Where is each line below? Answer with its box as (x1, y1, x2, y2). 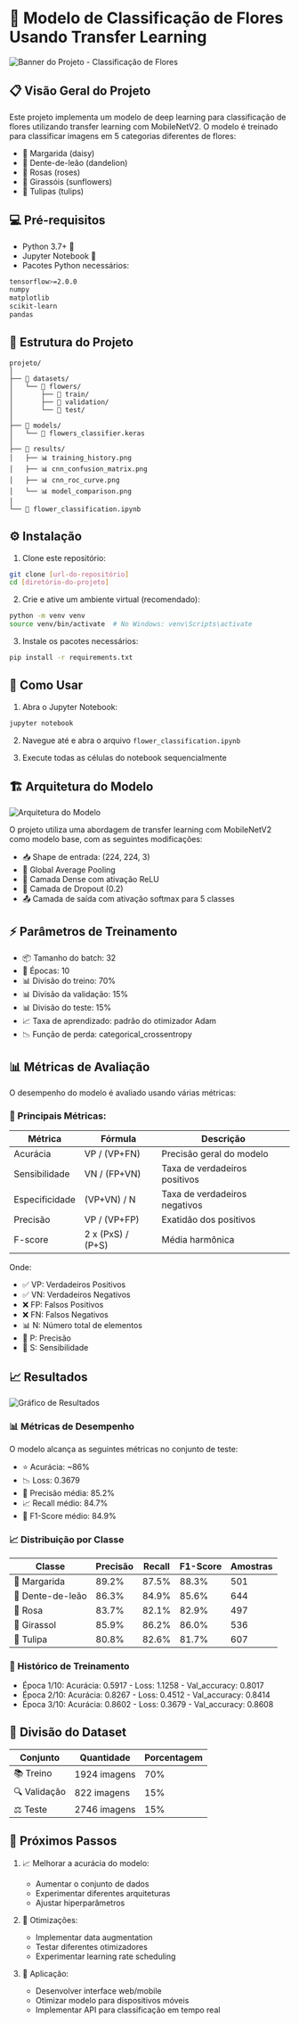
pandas (9, 310, 34, 319)
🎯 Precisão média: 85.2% (21, 1488, 116, 1499)
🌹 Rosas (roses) (21, 167, 81, 178)
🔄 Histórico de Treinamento (9, 1659, 130, 1672)
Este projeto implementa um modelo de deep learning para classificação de (9, 112, 287, 122)
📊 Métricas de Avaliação (9, 1059, 150, 1074)
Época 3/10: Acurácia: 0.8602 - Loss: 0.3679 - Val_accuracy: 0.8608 (21, 1699, 274, 1710)
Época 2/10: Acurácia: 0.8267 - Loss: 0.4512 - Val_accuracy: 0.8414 (21, 1689, 271, 1700)
